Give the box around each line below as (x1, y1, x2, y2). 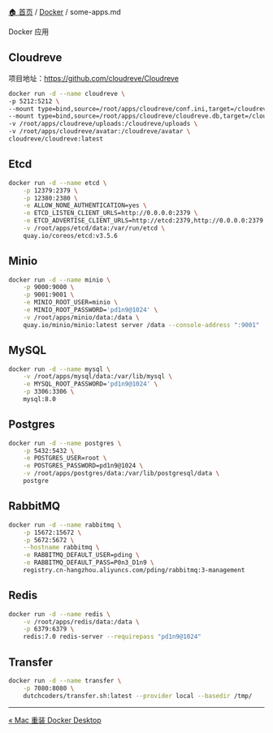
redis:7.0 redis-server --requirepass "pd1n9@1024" (23, 632, 201, 641)
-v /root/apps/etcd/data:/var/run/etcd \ (23, 224, 165, 232)
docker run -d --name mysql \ (8, 364, 111, 373)
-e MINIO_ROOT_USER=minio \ (23, 299, 118, 307)
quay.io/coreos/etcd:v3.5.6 (23, 231, 118, 239)
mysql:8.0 (23, 395, 57, 403)
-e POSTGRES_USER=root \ (23, 454, 107, 463)
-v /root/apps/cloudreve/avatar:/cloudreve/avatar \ (8, 127, 191, 136)
